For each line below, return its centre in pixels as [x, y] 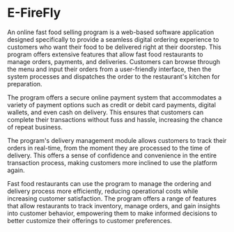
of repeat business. [35, 127]
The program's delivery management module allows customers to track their [117, 140]
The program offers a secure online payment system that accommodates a [115, 97]
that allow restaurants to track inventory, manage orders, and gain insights [114, 206]
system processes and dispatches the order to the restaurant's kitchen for [114, 76]
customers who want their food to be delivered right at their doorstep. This [114, 47]
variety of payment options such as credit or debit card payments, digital [111, 105]
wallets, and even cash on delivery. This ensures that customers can [106, 112]
